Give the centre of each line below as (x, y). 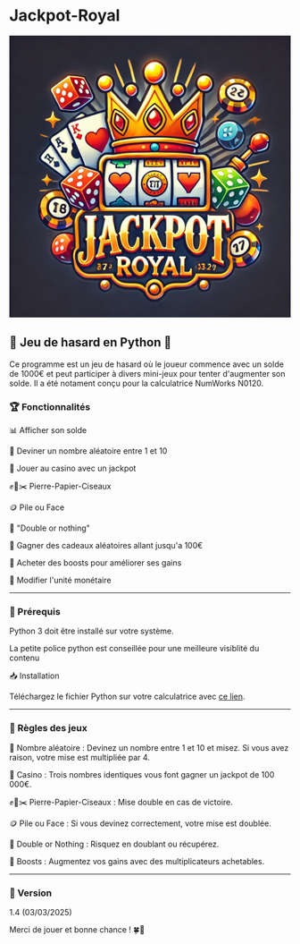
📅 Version (31, 893)
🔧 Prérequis (35, 611)
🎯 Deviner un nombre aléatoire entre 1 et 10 (88, 451)
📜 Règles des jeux (48, 728)
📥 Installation (34, 676)
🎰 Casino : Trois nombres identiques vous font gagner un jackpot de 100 (142, 774)
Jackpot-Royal (65, 16)
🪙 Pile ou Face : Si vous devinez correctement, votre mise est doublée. (141, 823)
